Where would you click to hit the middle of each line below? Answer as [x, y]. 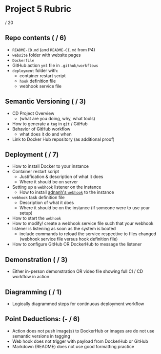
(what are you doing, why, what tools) [57, 118]
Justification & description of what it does [61, 177]
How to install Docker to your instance [50, 166]
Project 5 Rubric [38, 9]
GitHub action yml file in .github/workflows [55, 65]
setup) [26, 213]
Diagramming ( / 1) [33, 292]
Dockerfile [23, 60]
